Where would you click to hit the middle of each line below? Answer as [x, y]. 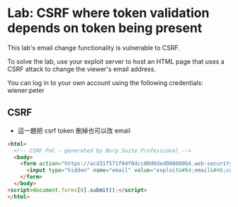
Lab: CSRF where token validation [108, 13]
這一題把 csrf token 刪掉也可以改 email [74, 130]
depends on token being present [105, 28]
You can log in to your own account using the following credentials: [105, 82]
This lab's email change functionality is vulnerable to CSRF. [94, 47]
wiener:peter [26, 90]
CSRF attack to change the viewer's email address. [82, 69]
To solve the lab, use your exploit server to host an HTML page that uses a [116, 61]
